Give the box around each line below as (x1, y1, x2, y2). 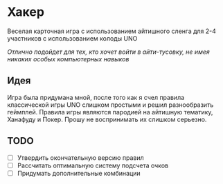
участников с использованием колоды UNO (7, 34, 138, 42)
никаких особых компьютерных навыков (7, 54, 130, 63)
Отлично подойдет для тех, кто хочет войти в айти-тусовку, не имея (7, 48, 210, 56)
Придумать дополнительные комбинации (17, 169, 141, 177)
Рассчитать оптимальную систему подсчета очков (17, 161, 168, 170)
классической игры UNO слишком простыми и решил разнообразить (7, 101, 214, 109)
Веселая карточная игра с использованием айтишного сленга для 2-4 (7, 27, 217, 35)
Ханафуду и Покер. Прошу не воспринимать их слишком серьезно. (7, 115, 207, 123)
